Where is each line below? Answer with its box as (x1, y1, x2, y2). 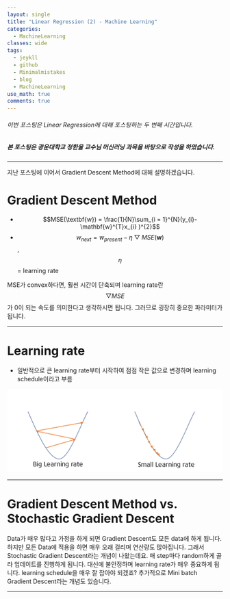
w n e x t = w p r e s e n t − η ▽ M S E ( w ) (76, 233, 164, 243)
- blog (13, 76, 32, 83)
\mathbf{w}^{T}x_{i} (79, 222, 137, 231)
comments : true (7, 98, 51, 105)
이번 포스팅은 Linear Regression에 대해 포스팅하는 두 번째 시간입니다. (7, 120, 193, 129)
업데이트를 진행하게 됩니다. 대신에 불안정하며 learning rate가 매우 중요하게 (14, 560, 213, 568)
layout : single (7, 11, 51, 18)
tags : (7, 47, 23, 54)
